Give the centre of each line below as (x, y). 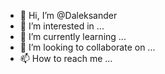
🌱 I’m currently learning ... (73, 36)
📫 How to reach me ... (66, 58)
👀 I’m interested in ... (62, 26)
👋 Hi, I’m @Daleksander (68, 15)
